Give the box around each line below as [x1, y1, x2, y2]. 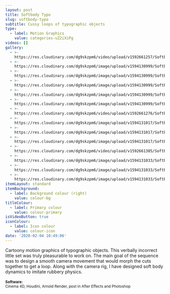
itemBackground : [5, 186, 39, 191]
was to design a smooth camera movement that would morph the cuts [5, 258, 151, 264]
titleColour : [5, 200, 33, 205]
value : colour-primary [14, 209, 62, 215]
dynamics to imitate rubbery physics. [5, 269, 82, 275]
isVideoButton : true [5, 215, 49, 220]
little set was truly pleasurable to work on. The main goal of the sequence [5, 253, 158, 259]
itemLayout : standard [5, 182, 51, 187]
